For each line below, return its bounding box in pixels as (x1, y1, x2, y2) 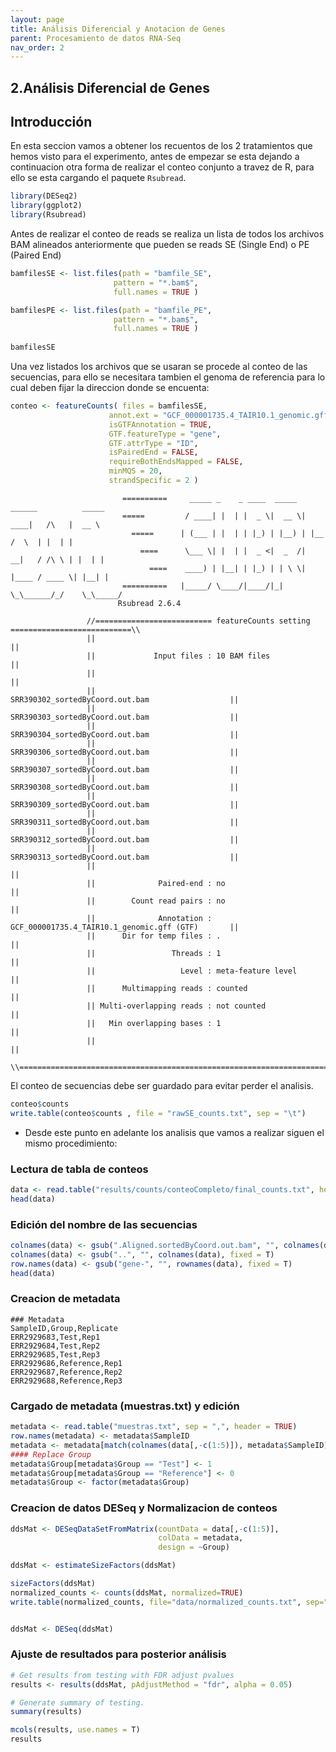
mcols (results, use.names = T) (10, 1725, 141, 1735)
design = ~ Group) (158, 1542, 230, 1553)
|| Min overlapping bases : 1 (86, 1018, 222, 1028)
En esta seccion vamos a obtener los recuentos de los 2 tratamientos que (10, 140, 313, 152)
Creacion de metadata (10, 1292, 121, 1306)
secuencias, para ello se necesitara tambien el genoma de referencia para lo (10, 371, 326, 383)
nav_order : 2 (10, 42, 65, 53)
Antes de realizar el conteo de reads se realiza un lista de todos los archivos (10, 228, 325, 240)
